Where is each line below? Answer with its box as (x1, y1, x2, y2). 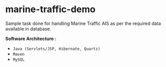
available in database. (5, 25, 51, 31)
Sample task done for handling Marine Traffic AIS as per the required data (5, 20, 161, 26)
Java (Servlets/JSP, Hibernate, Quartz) (12, 46, 100, 51)
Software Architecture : (5, 36, 56, 42)
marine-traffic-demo (5, 4, 96, 15)
